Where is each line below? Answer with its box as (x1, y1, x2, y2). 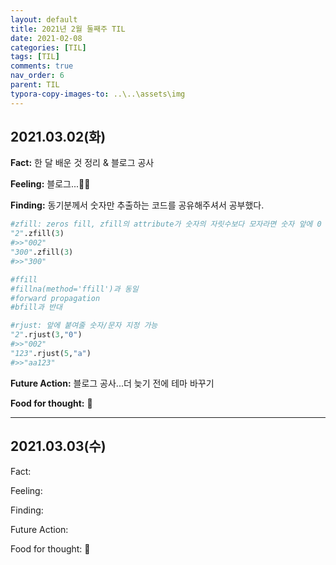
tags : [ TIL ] (10, 52, 60, 62)
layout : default (10, 14, 78, 25)
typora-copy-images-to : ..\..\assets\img (10, 89, 186, 99)
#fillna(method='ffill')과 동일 (10, 284, 139, 294)
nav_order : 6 (10, 71, 65, 81)
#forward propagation (10, 293, 101, 303)
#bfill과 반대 (10, 302, 63, 313)
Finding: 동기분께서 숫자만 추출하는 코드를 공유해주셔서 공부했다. (10, 199, 265, 211)
